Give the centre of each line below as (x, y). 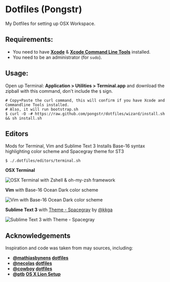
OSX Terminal (20, 170)
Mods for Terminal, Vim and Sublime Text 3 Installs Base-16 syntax (75, 146)
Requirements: (29, 40)
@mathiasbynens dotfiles (40, 258)
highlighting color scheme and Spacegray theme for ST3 (65, 151)
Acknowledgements (38, 236)
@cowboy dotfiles (32, 269)
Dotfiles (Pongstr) (44, 9)
